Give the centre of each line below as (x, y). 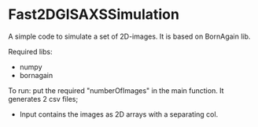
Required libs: (30, 51)
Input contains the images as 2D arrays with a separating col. (119, 114)
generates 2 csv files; (43, 99)
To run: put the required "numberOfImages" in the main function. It (116, 90)
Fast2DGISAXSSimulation (94, 15)
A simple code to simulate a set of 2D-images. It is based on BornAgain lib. (129, 36)
